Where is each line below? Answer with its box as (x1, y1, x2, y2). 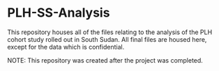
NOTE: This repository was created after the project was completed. (7, 56, 204, 64)
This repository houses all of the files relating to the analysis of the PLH (7, 28, 213, 36)
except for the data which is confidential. (7, 42, 125, 51)
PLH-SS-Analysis (7, 5, 110, 21)
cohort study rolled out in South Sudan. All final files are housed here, (7, 35, 207, 43)
